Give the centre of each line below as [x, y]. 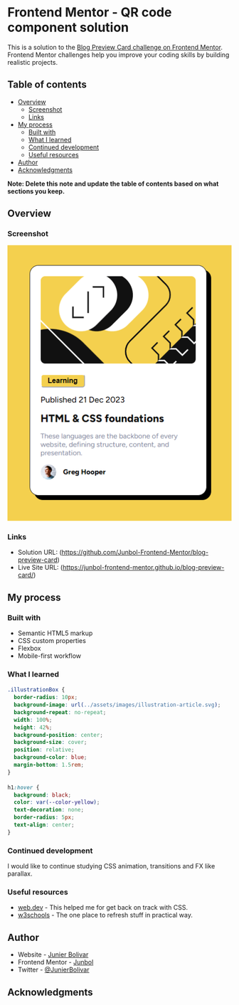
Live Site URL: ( [40, 568]
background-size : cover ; [51, 743]
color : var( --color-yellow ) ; [57, 802]
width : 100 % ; [33, 720]
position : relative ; [44, 750]
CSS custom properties [52, 640]
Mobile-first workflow [49, 656]
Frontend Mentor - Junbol [55, 962]
